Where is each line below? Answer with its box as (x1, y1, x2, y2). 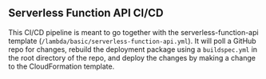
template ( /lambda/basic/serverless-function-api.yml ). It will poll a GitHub (8, 36, 257, 45)
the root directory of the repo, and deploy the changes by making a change (8, 53, 256, 62)
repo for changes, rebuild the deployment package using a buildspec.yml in (8, 44, 258, 54)
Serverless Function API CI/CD (8, 6, 164, 20)
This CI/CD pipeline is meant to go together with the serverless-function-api (8, 27, 259, 37)
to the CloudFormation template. (8, 61, 115, 71)
